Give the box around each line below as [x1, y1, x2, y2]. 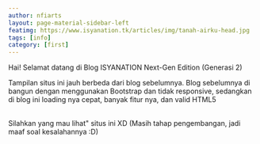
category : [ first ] [8, 41, 69, 49]
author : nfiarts [8, 11, 62, 20]
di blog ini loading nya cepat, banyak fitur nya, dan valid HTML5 [8, 95, 216, 104]
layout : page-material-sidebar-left [8, 19, 129, 27]
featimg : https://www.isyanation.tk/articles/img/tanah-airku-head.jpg [8, 26, 250, 34]
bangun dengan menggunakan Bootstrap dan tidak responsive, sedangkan [8, 86, 252, 96]
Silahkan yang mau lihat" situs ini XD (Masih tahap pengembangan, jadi [8, 119, 241, 128]
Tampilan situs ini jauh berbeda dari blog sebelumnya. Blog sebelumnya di [8, 78, 250, 88]
